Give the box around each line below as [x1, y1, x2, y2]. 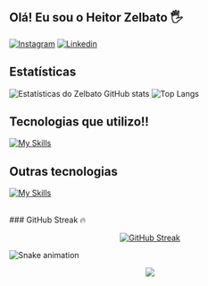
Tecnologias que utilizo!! [9, 114, 149, 130]
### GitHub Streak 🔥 [9, 214, 87, 225]
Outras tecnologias [9, 163, 118, 179]
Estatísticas [9, 65, 77, 80]
